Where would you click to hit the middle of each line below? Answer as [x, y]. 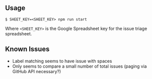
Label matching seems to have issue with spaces [62, 61]
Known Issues [27, 49]
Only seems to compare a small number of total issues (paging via [79, 66]
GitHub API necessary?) [37, 71]
